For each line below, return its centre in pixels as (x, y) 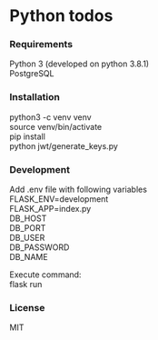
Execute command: (45, 275)
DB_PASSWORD (39, 247)
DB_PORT (28, 228)
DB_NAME (29, 257)
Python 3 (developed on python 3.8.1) (79, 64)
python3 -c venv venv (51, 117)
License (27, 308)
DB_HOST (28, 218)
